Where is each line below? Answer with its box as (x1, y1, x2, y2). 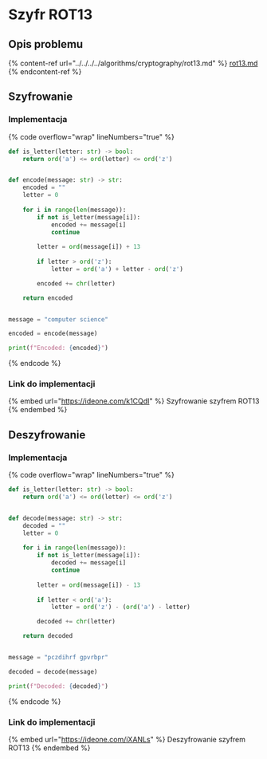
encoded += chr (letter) (37, 279, 116, 288)
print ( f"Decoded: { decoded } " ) (8, 682, 109, 690)
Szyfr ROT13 (8, 6, 93, 24)
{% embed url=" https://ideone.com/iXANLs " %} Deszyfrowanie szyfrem (8, 734, 245, 744)
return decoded (22, 632, 73, 640)
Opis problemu (8, 37, 84, 51)
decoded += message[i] (50, 559, 127, 567)
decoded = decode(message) (8, 667, 98, 675)
